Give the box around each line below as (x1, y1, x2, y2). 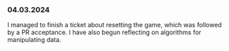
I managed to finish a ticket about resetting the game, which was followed (7, 21, 223, 29)
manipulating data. (7, 36, 61, 44)
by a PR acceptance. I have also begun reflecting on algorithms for (7, 28, 201, 36)
